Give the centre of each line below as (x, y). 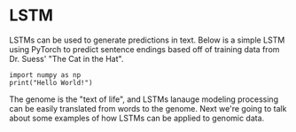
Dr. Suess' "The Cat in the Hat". (66, 58)
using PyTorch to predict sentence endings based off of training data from (144, 49)
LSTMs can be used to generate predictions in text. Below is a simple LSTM (147, 40)
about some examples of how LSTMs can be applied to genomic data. (137, 118)
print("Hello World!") (51, 82)
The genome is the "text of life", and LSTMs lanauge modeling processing (144, 99)
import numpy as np (45, 75)
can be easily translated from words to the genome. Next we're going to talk (148, 108)
